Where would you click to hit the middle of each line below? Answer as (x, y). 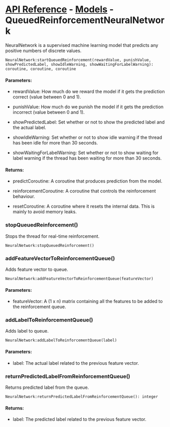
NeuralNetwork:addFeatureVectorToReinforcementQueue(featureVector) (79, 279)
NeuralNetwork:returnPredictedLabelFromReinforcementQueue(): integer (82, 396)
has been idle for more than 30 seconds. (55, 143)
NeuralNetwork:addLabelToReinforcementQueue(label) (61, 340)
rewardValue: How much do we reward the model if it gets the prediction (89, 92)
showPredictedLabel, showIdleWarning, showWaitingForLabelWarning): (79, 64)
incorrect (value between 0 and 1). (49, 112)
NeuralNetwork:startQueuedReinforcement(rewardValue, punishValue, (78, 60)
